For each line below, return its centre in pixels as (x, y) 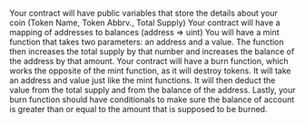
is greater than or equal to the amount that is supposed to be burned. (138, 109)
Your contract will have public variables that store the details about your (144, 13)
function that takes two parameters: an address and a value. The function (147, 42)
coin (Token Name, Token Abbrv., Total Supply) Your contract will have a (145, 23)
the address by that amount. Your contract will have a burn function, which (149, 61)
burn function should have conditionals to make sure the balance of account (152, 99)
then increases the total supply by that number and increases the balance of (152, 52)
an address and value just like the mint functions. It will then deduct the (143, 80)
